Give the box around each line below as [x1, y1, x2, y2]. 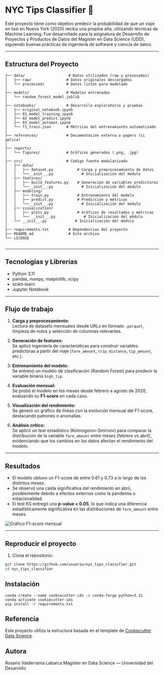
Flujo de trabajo [5, 305, 54, 313]
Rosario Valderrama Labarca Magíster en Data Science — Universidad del [5, 660, 153, 666]
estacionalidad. [12, 496, 43, 501]
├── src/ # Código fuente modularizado [5, 158, 128, 163]
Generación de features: [12, 338, 63, 344]
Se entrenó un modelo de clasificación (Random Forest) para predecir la [12, 368, 158, 374]
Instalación [5, 580, 40, 588]
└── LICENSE [5, 236, 29, 240]
